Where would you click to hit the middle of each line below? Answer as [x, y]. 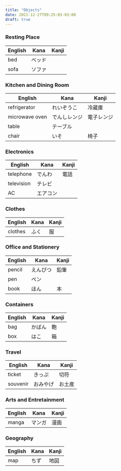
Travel [13, 352]
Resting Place [23, 37]
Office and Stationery [33, 247]
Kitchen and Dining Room [37, 85]
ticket [14, 374]
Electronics [20, 151]
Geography [20, 438]
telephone [20, 174]
